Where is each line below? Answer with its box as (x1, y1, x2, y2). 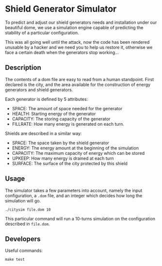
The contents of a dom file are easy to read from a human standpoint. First (5, 76, 154, 82)
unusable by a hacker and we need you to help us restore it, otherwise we (5, 44, 153, 50)
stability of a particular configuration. (5, 30, 79, 35)
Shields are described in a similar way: (5, 130, 82, 136)
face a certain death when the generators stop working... (5, 50, 119, 55)
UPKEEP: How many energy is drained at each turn (12, 155, 114, 161)
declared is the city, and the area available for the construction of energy (5, 82, 151, 87)
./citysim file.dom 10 (5, 207, 51, 212)
